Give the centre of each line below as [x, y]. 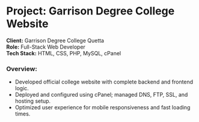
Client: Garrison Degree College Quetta [55, 40]
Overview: [22, 69]
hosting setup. [33, 101]
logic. [22, 88]
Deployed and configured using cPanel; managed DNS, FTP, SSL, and [101, 95]
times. [23, 114]
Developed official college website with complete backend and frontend [104, 82]
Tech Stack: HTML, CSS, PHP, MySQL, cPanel [64, 53]
